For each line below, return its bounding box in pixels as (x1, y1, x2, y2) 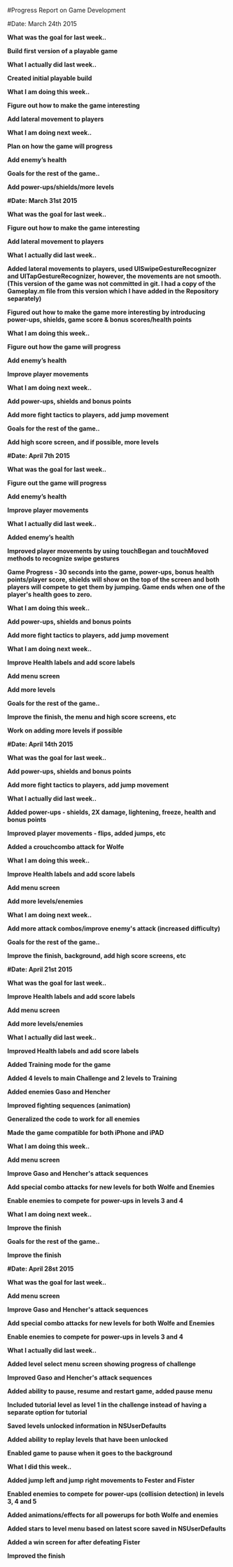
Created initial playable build (7, 74, 92, 82)
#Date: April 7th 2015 (7, 452, 70, 459)
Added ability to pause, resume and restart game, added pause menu (7, 1387, 213, 1395)
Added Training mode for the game (7, 1061, 111, 1068)
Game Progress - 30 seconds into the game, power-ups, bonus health (7, 568, 215, 576)
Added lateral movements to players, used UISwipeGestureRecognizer (7, 265, 217, 273)
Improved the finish (7, 1552, 65, 1560)
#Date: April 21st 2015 (7, 965, 73, 973)
